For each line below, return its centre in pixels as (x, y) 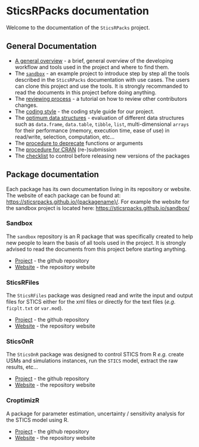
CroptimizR (23, 400)
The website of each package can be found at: (63, 195)
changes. (26, 105)
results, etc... (22, 367)
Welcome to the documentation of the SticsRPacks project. (78, 27)
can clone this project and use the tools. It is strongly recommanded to (102, 86)
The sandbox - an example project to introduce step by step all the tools (102, 73)
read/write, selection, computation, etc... (65, 137)
